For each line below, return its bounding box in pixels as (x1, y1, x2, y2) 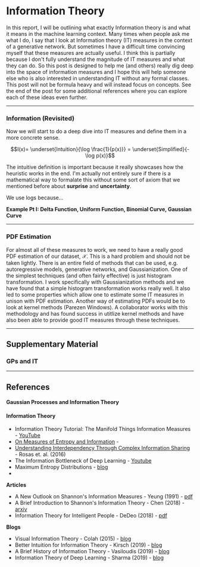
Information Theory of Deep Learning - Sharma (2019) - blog (14, 554, 164, 562)
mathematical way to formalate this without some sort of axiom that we (6, 176, 180, 183)
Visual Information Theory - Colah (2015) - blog (14, 535, 132, 543)
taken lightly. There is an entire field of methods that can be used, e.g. (6, 259, 179, 266)
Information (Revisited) (6, 114, 75, 122)
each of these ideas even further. (6, 94, 88, 101)
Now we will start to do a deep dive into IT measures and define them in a (6, 128, 187, 135)
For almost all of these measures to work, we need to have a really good (6, 246, 183, 253)
